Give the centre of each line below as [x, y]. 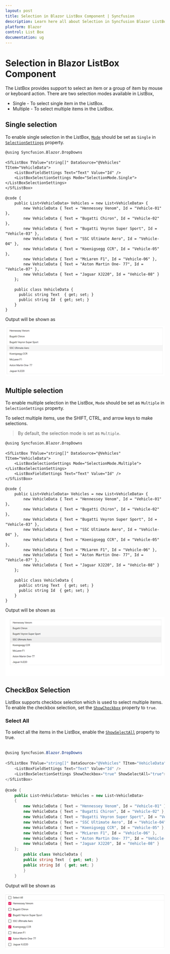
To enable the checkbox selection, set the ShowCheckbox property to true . [81, 708]
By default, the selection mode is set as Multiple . [69, 433]
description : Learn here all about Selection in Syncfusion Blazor [78, 21]
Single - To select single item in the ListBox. [58, 103]
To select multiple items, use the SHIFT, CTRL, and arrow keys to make [79, 418]
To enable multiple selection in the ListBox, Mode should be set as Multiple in [85, 403]
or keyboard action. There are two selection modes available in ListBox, [80, 93]
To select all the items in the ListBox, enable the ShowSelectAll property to [82, 732]
